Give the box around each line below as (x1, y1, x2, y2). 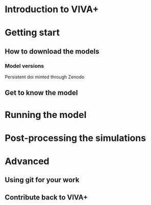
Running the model (5, 109, 87, 121)
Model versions (5, 62, 44, 69)
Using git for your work (5, 175, 80, 184)
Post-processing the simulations (5, 132, 146, 143)
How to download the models (5, 47, 99, 55)
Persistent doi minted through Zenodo (5, 74, 85, 80)
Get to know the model (5, 89, 78, 97)
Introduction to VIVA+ (5, 4, 99, 15)
